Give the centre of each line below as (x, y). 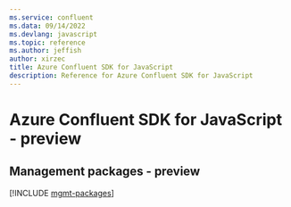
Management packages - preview (105, 172)
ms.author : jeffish (46, 51)
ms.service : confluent (51, 17)
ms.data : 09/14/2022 (48, 26)
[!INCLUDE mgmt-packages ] (62, 193)
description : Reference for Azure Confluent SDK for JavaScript (131, 76)
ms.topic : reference (48, 42)
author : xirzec (37, 59)
